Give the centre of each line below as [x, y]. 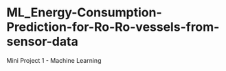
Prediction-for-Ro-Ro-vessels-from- [113, 27]
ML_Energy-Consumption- [84, 13]
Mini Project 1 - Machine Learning [54, 60]
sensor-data [42, 42]
